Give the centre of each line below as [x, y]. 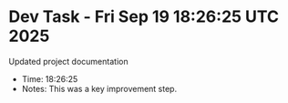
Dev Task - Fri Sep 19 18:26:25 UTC [144, 17]
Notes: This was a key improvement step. [99, 88]
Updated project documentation [68, 61]
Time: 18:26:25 [50, 78]
